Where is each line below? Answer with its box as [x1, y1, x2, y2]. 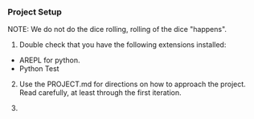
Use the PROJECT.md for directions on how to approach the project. [18, 79, 246, 89]
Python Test [18, 64, 59, 73]
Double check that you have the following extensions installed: [18, 40, 227, 50]
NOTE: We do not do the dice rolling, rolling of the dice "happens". [7, 25, 227, 34]
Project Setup [7, 6, 62, 18]
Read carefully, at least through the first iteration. [18, 88, 182, 97]
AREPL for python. [18, 55, 80, 65]
